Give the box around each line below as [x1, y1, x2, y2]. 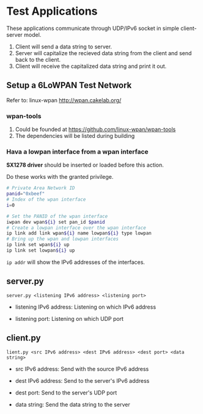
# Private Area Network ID [6, 185, 75, 191]
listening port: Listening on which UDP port [15, 315, 124, 322]
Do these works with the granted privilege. [6, 173, 114, 181]
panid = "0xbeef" [6, 191, 45, 197]
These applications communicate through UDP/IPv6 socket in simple [6, 24, 179, 32]
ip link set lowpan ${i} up [6, 247, 75, 254]
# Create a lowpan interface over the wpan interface [6, 225, 147, 231]
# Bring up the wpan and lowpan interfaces [6, 236, 119, 243]
